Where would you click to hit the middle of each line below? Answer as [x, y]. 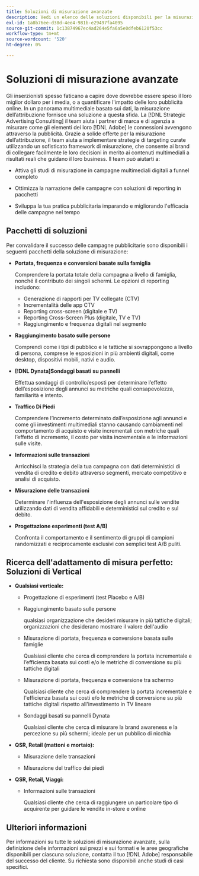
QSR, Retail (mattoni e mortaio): [54, 745]
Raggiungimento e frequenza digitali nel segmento [85, 323]
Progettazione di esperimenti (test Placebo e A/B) [84, 598]
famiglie [33, 645]
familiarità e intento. [39, 395]
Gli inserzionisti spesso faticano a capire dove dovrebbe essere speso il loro [99, 96]
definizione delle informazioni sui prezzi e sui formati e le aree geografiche [97, 848]
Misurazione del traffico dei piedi [64, 768]
